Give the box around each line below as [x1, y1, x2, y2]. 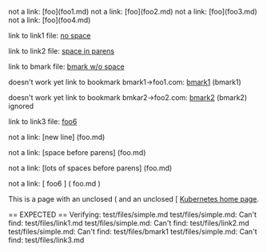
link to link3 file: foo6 [8, 117, 78, 126]
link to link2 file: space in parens [8, 46, 114, 55]
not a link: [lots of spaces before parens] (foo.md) [8, 163, 173, 173]
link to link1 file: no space [8, 31, 91, 40]
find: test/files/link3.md [8, 235, 85, 245]
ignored [8, 102, 34, 110]
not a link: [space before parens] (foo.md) [8, 148, 146, 157]
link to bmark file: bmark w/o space [8, 62, 126, 71]
